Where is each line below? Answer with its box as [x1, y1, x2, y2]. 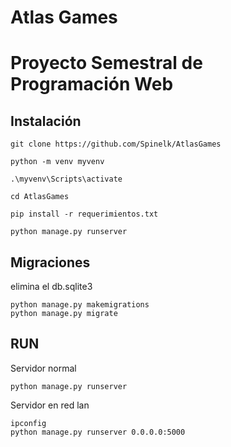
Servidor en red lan [10, 399, 90, 411]
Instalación [10, 112, 82, 130]
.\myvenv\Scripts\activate [10, 174, 123, 185]
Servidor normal [10, 362, 77, 374]
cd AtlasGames [10, 192, 70, 202]
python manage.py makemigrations [10, 300, 150, 310]
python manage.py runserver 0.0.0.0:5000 [10, 427, 186, 437]
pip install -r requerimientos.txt [10, 209, 159, 220]
